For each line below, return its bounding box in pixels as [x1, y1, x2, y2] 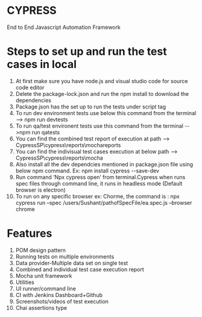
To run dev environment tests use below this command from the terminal [15, 109, 197, 116]
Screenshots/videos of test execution [15, 298, 109, 305]
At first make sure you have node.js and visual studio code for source [15, 77, 188, 84]
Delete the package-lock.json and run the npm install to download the [15, 90, 189, 97]
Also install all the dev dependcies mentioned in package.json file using [15, 160, 194, 168]
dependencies [15, 96, 52, 104]
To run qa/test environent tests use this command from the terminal [15, 122, 183, 130]
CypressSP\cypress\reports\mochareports [15, 141, 121, 148]
